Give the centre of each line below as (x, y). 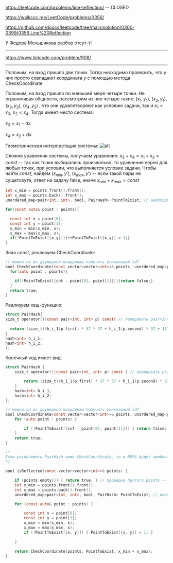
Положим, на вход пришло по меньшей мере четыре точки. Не (75, 93)
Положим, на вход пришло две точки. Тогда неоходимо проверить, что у (86, 72)
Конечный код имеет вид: (34, 358)
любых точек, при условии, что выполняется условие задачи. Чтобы (81, 168)
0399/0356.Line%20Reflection (38, 33)
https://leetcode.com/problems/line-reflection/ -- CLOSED (67, 7)
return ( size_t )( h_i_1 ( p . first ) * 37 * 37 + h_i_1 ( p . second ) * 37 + (85, 329)
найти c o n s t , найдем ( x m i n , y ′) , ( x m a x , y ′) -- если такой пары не (73, 174)
